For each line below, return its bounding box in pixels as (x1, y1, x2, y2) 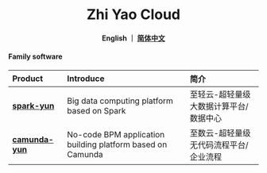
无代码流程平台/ (189, 139, 249, 150)
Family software (8, 52, 63, 61)
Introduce (67, 73, 105, 84)
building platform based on (67, 139, 168, 150)
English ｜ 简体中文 (102, 33, 165, 43)
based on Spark (67, 105, 126, 116)
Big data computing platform (67, 95, 173, 106)
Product (12, 73, 44, 84)
